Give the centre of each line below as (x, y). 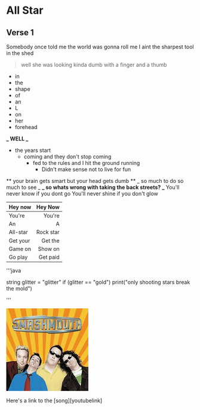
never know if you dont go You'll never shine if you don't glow (82, 194)
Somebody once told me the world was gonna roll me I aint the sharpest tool (100, 47)
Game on (20, 249)
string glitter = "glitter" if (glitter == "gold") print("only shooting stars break (98, 282)
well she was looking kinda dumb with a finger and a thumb (94, 65)
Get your (19, 240)
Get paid (49, 257)
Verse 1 (20, 33)
